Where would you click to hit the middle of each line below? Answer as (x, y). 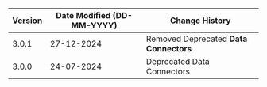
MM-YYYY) (94, 25)
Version (27, 21)
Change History (200, 21)
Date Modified (83, 15)
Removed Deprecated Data (197, 39)
